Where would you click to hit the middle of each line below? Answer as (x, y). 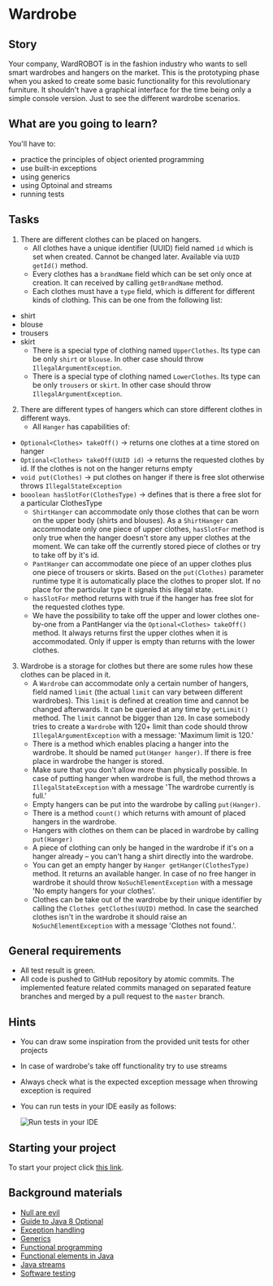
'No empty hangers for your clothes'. (94, 891)
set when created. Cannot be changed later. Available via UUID (136, 257)
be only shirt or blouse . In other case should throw (118, 358)
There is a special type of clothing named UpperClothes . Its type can (146, 350)
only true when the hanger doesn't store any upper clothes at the (141, 538)
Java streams (43, 1264)
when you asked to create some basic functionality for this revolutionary (129, 81)
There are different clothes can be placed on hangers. (110, 239)
